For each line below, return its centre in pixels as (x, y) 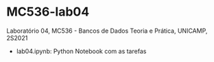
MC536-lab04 (48, 12)
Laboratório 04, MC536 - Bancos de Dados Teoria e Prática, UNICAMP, (107, 31)
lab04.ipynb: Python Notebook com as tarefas (81, 51)
